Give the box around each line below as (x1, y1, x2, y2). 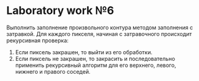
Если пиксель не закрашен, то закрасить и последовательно (15, 55, 176, 62)
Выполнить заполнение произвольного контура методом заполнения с (6, 24, 193, 31)
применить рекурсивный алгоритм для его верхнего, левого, (15, 62, 176, 69)
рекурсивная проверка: (6, 37, 69, 44)
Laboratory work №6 (6, 4, 115, 18)
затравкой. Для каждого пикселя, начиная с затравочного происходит (6, 30, 192, 37)
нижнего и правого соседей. (15, 68, 91, 75)
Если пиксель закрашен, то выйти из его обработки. (15, 48, 153, 55)
